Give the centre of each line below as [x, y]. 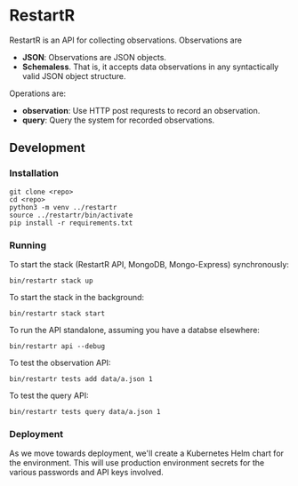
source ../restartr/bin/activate [71, 215]
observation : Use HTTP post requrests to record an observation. [141, 110]
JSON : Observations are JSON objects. [94, 57]
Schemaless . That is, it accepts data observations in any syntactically [150, 67]
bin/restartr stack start [57, 313]
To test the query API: [49, 395]
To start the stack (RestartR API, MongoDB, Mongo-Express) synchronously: [149, 264]
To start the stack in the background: [77, 297]
